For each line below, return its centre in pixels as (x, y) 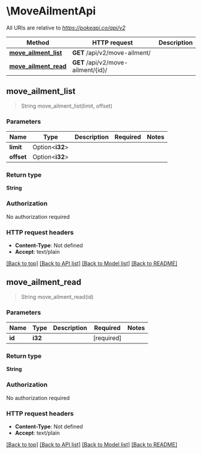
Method (38, 42)
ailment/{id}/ (90, 70)
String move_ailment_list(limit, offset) (67, 106)
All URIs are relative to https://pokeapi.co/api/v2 (66, 28)
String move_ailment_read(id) (57, 296)
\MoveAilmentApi (51, 11)
